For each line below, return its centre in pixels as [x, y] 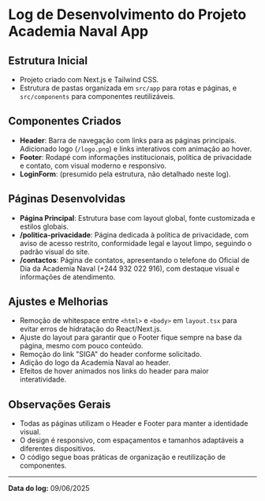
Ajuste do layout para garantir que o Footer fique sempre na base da [131, 337]
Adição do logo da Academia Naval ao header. [95, 362]
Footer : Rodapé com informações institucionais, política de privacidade [136, 157]
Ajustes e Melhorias [58, 302]
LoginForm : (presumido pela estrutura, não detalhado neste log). [125, 174]
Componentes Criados [65, 121]
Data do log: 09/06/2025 [49, 488]
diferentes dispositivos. [58, 449]
